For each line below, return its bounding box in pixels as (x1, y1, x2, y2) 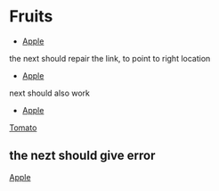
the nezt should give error (9, 148, 156, 163)
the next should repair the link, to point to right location (9, 53, 211, 63)
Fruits (9, 6, 53, 27)
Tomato (9, 122, 37, 133)
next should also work (9, 87, 91, 98)
